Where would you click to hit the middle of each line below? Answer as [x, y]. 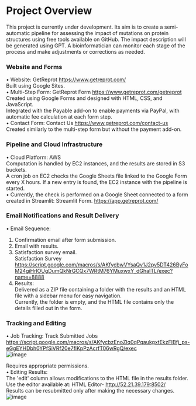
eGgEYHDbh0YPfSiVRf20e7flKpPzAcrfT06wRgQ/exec [72, 348]
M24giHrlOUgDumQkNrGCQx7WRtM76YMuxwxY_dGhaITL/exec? [94, 270]
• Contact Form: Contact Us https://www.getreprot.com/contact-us [87, 123]
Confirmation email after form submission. [65, 240]
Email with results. [37, 246]
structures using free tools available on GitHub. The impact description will [96, 39]
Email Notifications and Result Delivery [63, 216]
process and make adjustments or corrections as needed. [75, 51]
